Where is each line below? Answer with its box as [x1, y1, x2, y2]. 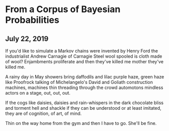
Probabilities [5, 14, 60, 26]
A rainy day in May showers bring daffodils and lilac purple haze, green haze [5, 74, 164, 79]
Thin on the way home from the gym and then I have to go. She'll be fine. [5, 120, 157, 126]
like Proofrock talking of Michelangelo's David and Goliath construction [5, 79, 153, 85]
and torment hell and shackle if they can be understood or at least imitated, [5, 105, 161, 111]
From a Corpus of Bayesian [5, 4, 121, 15]
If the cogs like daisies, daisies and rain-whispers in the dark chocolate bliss [5, 100, 164, 106]
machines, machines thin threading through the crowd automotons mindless [5, 84, 163, 91]
